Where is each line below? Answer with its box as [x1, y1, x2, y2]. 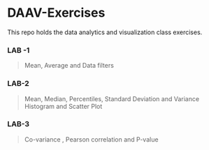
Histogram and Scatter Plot [24, 102, 103, 110]
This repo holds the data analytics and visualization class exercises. [7, 28, 203, 36]
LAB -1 [7, 45, 30, 55]
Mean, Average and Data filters [24, 61, 114, 70]
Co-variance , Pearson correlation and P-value [24, 135, 159, 144]
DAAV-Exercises [7, 5, 106, 21]
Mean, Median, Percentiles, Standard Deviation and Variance [24, 94, 200, 103]
